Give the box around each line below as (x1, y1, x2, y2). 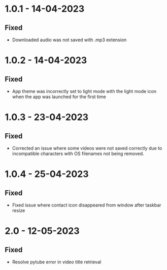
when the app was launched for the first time (12, 94, 106, 100)
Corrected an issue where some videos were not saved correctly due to (12, 145, 162, 151)
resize (12, 207, 25, 214)
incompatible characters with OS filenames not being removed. (12, 151, 144, 157)
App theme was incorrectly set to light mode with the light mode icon (12, 88, 157, 94)
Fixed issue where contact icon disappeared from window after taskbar (12, 202, 161, 208)
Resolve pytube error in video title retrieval (12, 259, 102, 265)
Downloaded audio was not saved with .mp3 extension (12, 37, 127, 43)
